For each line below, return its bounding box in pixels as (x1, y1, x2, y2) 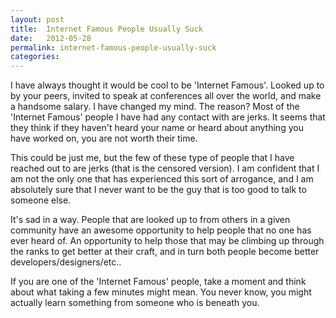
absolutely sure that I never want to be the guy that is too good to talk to (10, 184, 307, 196)
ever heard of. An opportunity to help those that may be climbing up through (10, 235, 325, 247)
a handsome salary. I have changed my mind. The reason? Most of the (10, 101, 300, 113)
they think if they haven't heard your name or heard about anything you (10, 122, 304, 134)
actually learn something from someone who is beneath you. (10, 297, 260, 309)
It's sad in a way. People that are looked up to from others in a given (10, 214, 291, 226)
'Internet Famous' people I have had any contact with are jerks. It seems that (10, 111, 326, 123)
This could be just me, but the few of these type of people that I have (10, 152, 295, 164)
